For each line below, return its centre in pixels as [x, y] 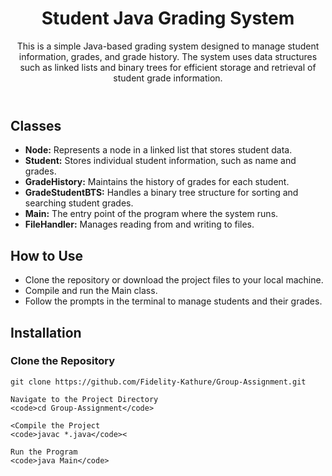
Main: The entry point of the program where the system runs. [151, 214]
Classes [36, 125]
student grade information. [168, 78]
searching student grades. [79, 203]
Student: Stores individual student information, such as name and [160, 161]
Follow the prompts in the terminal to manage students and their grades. [173, 301]
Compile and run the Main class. [91, 291]
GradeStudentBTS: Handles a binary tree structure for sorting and [161, 193]
